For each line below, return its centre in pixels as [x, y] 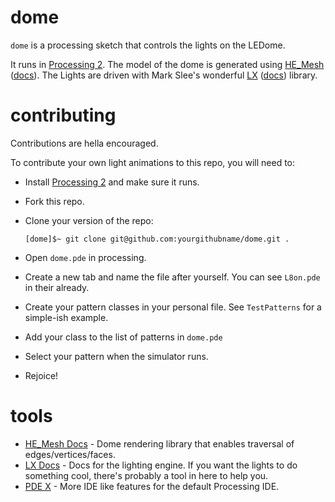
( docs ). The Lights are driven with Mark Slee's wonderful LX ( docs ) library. [164, 75]
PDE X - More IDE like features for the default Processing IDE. [152, 486]
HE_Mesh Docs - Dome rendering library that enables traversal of [159, 443]
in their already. [57, 287]
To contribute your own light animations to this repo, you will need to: [153, 162]
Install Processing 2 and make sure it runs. [112, 182]
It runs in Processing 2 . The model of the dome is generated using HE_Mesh [167, 64]
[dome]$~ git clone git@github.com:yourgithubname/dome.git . [157, 239]
